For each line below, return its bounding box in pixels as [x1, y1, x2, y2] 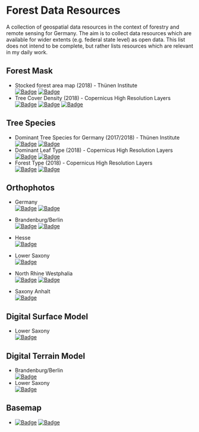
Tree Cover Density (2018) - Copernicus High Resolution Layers [14, 94, 171, 101]
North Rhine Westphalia [14, 270, 73, 277]
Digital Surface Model [6, 311, 89, 322]
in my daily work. [6, 48, 48, 55]
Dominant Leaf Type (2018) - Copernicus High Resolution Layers [14, 147, 173, 154]
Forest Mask [6, 66, 53, 76]
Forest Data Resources [6, 4, 121, 17]
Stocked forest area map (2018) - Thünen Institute [14, 82, 138, 89]
